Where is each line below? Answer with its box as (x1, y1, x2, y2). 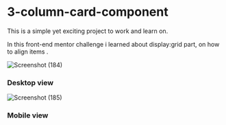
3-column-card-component (7, 4, 169, 20)
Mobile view (7, 111, 49, 120)
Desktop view (7, 78, 53, 87)
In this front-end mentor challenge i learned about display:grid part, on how (7, 40, 220, 48)
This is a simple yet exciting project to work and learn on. (7, 27, 168, 35)
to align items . (7, 47, 49, 56)
